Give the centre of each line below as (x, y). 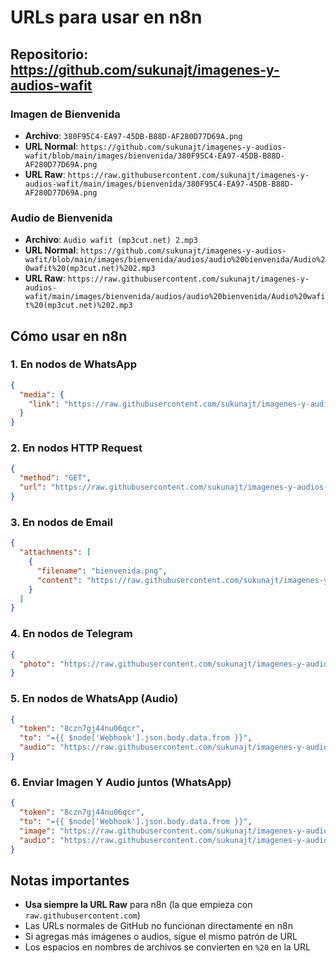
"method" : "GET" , (55, 478)
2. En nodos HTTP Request (76, 448)
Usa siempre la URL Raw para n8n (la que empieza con (138, 905)
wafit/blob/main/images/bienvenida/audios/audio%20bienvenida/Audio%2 (175, 260)
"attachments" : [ (55, 552)
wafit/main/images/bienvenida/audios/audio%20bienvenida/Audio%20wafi (175, 297)
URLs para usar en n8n (106, 17)
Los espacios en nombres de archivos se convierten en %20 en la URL (167, 947)
